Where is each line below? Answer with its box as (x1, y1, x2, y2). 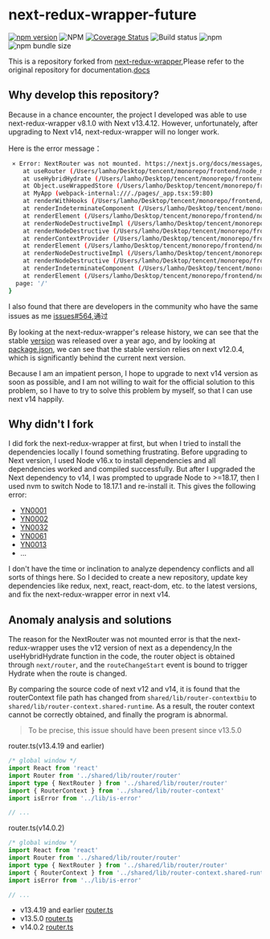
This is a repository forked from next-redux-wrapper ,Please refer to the (8, 56, 245, 66)
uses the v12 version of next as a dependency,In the (59, 643, 233, 653)
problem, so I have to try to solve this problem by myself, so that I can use (8, 385, 253, 395)
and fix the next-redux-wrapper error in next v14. (8, 589, 171, 599)
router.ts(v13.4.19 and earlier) (8, 741, 104, 751)
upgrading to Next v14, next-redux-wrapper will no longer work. (8, 126, 219, 136)
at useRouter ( (22, 167, 74, 175)
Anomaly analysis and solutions (8, 613, 172, 627)
